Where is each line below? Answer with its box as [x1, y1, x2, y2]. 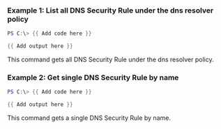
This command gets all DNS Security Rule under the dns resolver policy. [7, 55, 214, 64]
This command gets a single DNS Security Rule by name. [7, 114, 171, 122]
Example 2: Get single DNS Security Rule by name [7, 73, 179, 82]
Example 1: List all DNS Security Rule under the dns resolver [7, 6, 214, 15]
